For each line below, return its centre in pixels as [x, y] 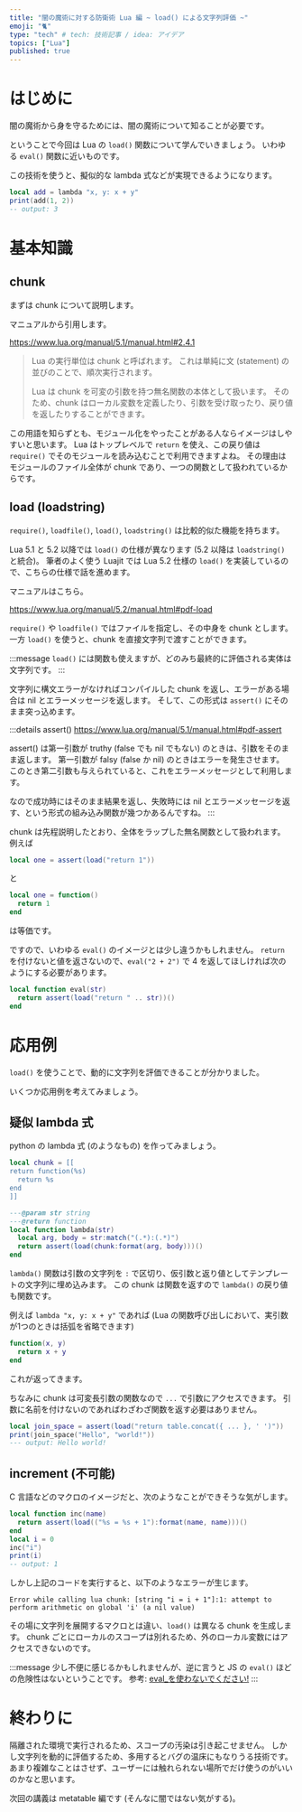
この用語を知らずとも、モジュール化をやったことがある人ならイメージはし [147, 433]
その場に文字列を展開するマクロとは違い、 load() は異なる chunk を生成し [146, 1626]
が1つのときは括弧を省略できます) [72, 1326]
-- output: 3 [34, 209]
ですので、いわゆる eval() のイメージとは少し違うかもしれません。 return [147, 950]
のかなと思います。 [45, 1779]
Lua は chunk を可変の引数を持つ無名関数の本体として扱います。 [151, 391]
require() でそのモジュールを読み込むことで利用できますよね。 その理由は [148, 455]
